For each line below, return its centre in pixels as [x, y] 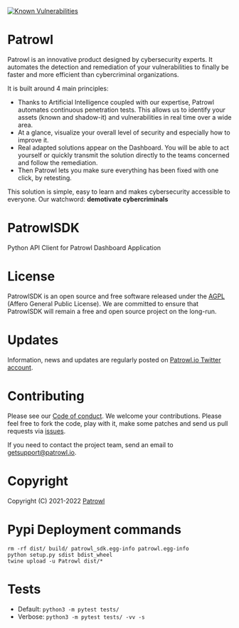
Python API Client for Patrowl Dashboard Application [84, 247]
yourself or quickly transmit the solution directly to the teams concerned [123, 155]
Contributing [46, 396]
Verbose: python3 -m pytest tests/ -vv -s [81, 617]
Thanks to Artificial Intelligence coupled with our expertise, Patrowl [116, 102]
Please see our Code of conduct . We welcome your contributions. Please [115, 416]
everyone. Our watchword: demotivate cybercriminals [88, 199]
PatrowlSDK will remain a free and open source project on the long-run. [112, 311]
